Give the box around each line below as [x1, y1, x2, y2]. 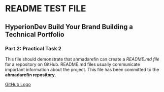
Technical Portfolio [5, 30, 65, 38]
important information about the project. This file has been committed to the [5, 66, 159, 72]
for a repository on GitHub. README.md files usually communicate [5, 61, 140, 67]
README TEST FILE [5, 3, 86, 14]
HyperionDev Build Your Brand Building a [5, 23, 133, 31]
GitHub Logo [5, 81, 31, 87]
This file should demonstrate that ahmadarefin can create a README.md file [5, 56, 160, 62]
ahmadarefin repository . [5, 72, 56, 78]
